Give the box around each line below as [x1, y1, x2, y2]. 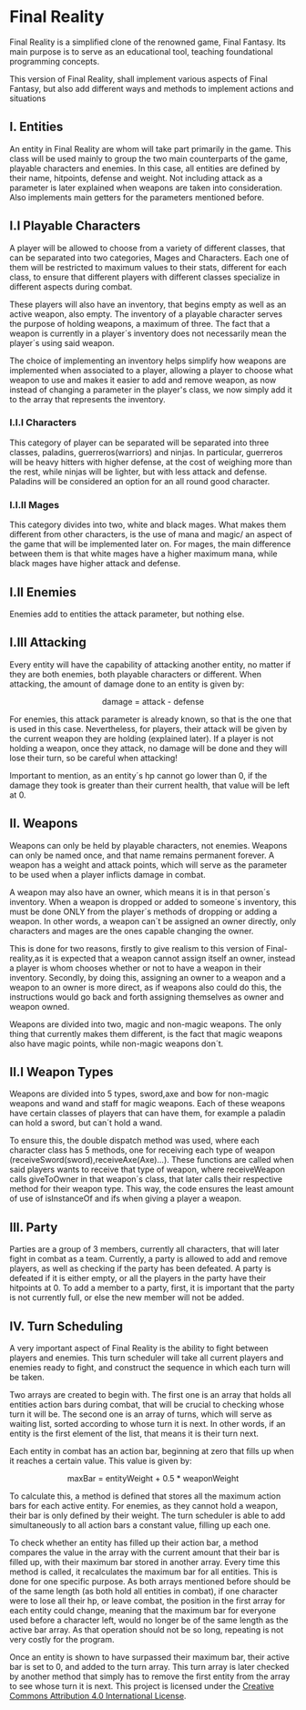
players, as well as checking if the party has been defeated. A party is [9, 1263, 271, 1274]
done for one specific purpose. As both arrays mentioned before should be [9, 1576, 291, 1587]
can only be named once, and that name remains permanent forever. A [9, 850, 275, 860]
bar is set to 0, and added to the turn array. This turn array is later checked [9, 1662, 290, 1673]
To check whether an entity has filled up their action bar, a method [9, 1537, 259, 1549]
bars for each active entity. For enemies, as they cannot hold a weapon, [9, 1501, 279, 1512]
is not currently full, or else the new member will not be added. [9, 1292, 245, 1303]
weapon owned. [9, 1001, 70, 1012]
